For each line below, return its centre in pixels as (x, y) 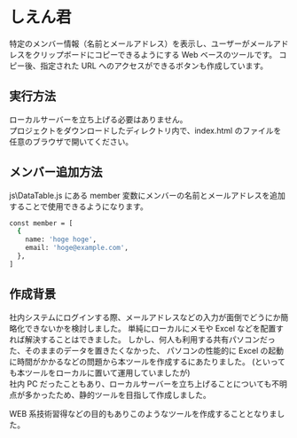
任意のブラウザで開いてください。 (71, 141)
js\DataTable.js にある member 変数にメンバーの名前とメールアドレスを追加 (148, 195)
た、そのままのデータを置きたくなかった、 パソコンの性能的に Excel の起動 (147, 350)
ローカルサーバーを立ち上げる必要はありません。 (98, 119)
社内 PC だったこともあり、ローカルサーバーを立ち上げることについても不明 (148, 383)
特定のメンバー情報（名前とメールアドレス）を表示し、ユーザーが (129, 43)
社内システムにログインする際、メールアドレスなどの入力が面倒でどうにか (145, 317)
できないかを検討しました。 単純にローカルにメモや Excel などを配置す (154, 328)
